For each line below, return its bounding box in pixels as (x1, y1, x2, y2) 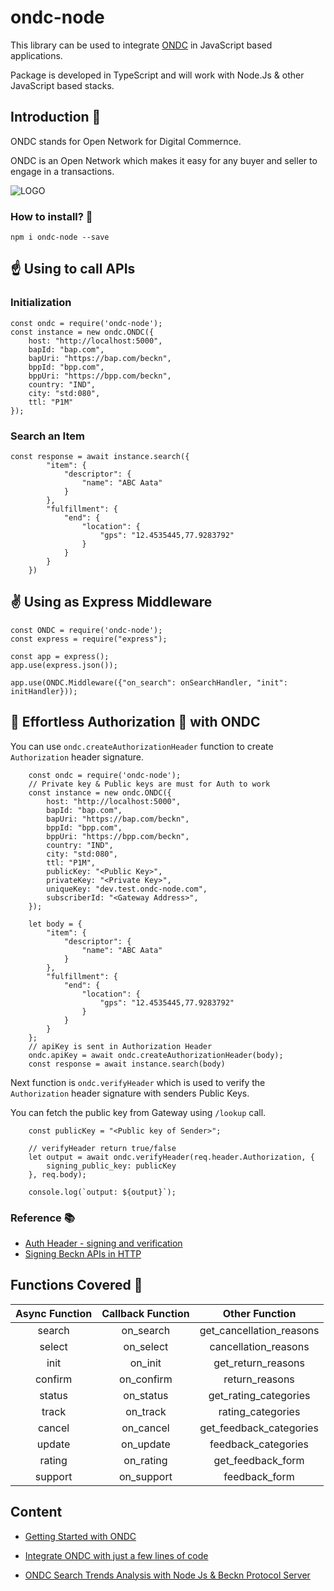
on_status (123, 1388, 169, 1402)
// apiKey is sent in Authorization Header (28, 1041, 213, 1051)
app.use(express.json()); (10, 660, 118, 670)
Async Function (15, 1306, 93, 1320)
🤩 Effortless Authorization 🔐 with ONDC (10, 714, 261, 731)
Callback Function (101, 1306, 190, 1320)
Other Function (222, 1306, 297, 1320)
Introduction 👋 (10, 109, 102, 126)
